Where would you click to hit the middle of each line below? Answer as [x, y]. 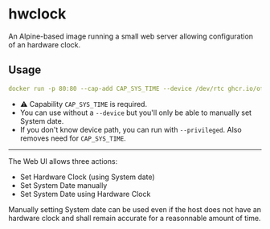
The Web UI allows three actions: [63, 161]
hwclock [37, 14]
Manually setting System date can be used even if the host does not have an [135, 209]
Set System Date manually [63, 185]
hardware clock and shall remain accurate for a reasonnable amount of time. [135, 218]
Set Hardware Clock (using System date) [87, 177]
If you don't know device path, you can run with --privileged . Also [131, 129]
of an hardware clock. [45, 44]
